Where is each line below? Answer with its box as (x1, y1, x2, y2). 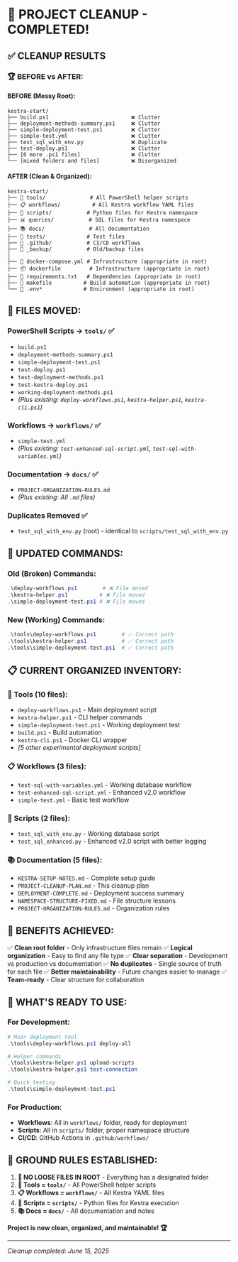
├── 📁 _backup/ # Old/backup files (7, 245, 144, 253)
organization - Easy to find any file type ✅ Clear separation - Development (7, 952, 228, 960)
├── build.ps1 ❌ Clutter (7, 114, 161, 121)
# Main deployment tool (7, 1033, 78, 1040)
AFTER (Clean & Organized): (7, 172, 92, 180)
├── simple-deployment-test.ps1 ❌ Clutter (7, 126, 161, 134)
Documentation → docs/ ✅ (7, 469, 99, 479)
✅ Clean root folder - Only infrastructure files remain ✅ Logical (7, 944, 193, 952)
